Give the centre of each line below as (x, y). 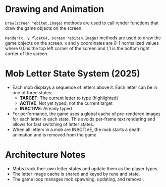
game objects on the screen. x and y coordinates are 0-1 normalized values (82, 43)
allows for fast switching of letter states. (53, 124)
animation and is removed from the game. (55, 134)
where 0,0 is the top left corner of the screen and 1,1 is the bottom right (78, 48)
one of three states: (32, 92)
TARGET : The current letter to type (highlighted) (69, 98)
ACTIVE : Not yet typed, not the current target (66, 103)
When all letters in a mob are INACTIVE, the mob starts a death (76, 129)
